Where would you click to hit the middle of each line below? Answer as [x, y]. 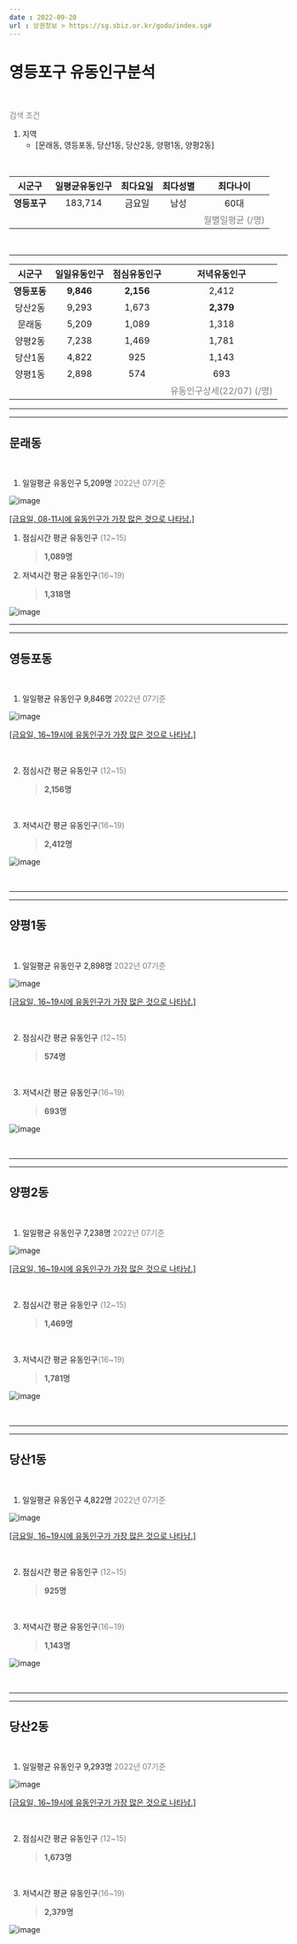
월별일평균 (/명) [234, 220]
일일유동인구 [79, 274]
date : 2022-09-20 [43, 17]
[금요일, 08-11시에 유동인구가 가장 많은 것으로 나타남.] [102, 519]
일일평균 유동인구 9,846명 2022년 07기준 [94, 699]
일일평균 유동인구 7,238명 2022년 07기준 [93, 1233]
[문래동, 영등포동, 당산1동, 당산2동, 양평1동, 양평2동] [125, 145]
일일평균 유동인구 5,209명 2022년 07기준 [94, 483]
